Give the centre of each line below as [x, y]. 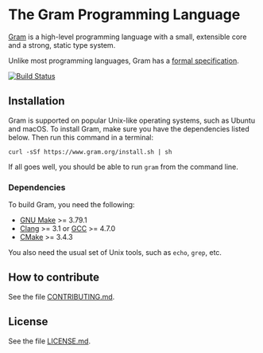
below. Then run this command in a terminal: [81, 137]
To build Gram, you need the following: [72, 205]
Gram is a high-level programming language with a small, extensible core [128, 37]
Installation [37, 101]
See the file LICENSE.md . [50, 341]
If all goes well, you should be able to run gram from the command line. [123, 167]
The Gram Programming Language [124, 15]
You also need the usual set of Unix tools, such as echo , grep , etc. [115, 253]
